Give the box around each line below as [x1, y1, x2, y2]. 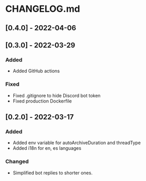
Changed [5, 158, 29, 165]
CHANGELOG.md [5, 3, 81, 15]
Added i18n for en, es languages [12, 145, 81, 151]
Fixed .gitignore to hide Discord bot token [12, 92, 101, 98]
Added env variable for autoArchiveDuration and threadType [12, 139, 141, 146]
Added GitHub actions [12, 68, 60, 74]
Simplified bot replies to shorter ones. [12, 170, 93, 176]
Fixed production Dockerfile [12, 98, 72, 104]
